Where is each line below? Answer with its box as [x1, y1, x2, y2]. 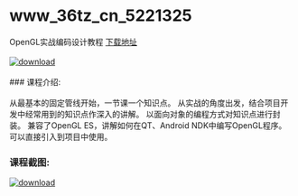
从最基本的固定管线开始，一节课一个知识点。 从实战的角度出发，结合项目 [9, 97, 281, 108]
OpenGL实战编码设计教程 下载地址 [9, 36, 138, 47]
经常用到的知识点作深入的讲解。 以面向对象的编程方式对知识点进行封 [24, 108, 281, 119]
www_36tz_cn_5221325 [9, 5, 192, 26]
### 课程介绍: [9, 76, 61, 87]
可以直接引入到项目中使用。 [9, 131, 113, 142]
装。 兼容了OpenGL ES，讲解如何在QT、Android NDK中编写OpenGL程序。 [9, 119, 287, 131]
